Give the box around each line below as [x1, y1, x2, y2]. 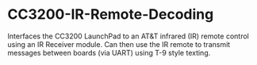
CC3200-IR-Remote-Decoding [7, 5, 214, 23]
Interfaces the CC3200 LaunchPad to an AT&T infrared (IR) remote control [7, 31, 249, 41]
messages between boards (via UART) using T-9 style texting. [7, 48, 211, 57]
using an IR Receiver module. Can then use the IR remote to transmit [7, 39, 231, 49]
